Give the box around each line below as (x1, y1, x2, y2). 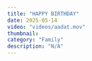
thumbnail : (7, 29, 39, 37)
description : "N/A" (7, 43, 64, 50)
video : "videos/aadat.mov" (7, 23, 86, 30)
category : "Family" (7, 36, 64, 43)
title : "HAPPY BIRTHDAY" (7, 10, 79, 18)
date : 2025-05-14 (7, 17, 58, 24)
